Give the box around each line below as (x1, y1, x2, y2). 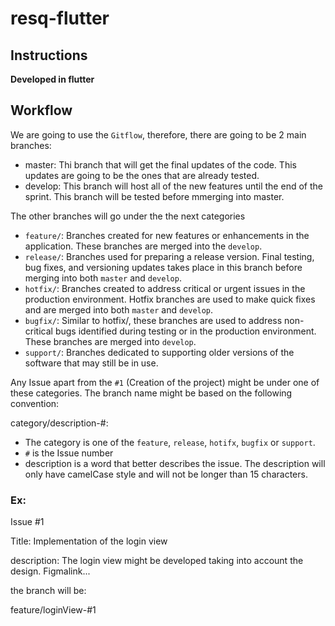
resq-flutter (10, 7, 110, 30)
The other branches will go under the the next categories (10, 210, 246, 222)
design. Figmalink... (10, 565, 91, 577)
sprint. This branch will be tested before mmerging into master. (24, 190, 285, 202)
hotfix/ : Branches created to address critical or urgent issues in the (24, 282, 306, 294)
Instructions (10, 47, 88, 64)
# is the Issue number (24, 447, 114, 459)
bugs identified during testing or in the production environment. (54, 325, 317, 337)
